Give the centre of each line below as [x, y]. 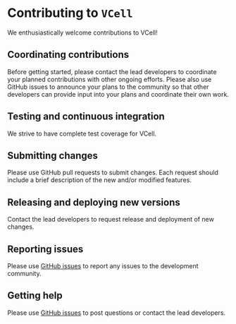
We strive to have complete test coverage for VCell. [82, 133]
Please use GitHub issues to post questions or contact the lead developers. [117, 313]
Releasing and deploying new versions [94, 202]
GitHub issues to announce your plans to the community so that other [108, 87]
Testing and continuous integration [86, 117]
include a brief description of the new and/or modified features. [100, 180]
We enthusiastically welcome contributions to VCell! [82, 32]
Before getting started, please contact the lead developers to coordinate [112, 71]
